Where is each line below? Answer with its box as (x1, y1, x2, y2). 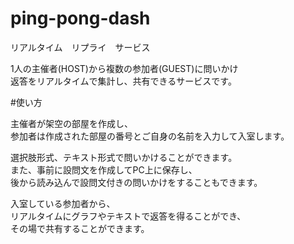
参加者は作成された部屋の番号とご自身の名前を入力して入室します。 (10, 130, 290, 142)
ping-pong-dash (10, 7, 151, 30)
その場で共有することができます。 (10, 222, 150, 234)
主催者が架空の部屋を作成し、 (10, 117, 133, 129)
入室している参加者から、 (10, 197, 116, 209)
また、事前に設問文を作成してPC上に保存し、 (10, 163, 198, 176)
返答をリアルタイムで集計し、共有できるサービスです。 (10, 75, 237, 87)
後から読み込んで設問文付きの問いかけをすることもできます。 (10, 176, 263, 188)
